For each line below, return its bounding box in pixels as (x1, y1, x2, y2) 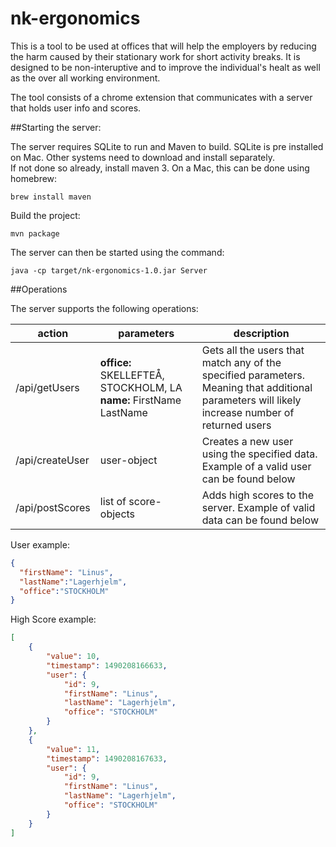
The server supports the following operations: (10, 302, 199, 314)
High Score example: (10, 613, 97, 626)
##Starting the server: (10, 121, 102, 133)
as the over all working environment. (10, 72, 161, 84)
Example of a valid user (201, 459, 312, 473)
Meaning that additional (201, 380, 313, 394)
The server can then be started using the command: (10, 246, 225, 258)
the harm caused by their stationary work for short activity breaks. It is (10, 50, 301, 62)
